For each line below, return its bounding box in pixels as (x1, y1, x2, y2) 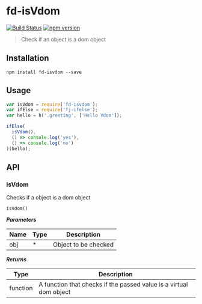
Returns (6, 256, 27, 263)
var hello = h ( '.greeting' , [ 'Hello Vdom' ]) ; (6, 112, 122, 118)
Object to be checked (53, 240, 114, 249)
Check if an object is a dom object (20, 35, 106, 43)
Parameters (6, 216, 37, 223)
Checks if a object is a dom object (6, 194, 91, 201)
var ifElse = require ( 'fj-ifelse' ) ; (6, 107, 98, 113)
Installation (6, 53, 49, 64)
